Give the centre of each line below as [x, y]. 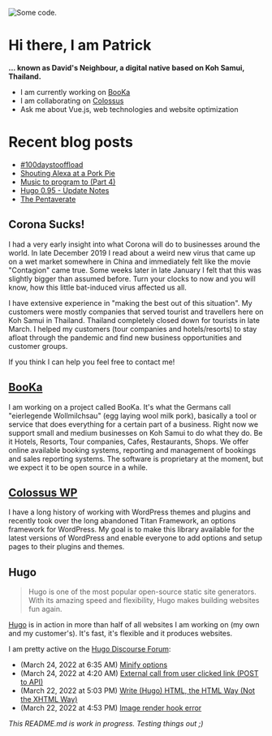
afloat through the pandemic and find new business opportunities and [125, 338]
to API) [32, 682]
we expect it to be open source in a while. [78, 467]
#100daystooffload [52, 164]
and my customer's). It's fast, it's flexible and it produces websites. [121, 634]
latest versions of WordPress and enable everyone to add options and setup [135, 538]
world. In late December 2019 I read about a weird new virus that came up [132, 252]
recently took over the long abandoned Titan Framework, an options [122, 521]
